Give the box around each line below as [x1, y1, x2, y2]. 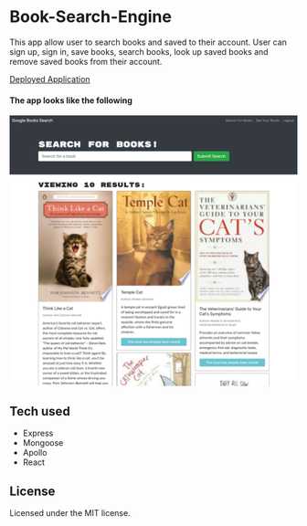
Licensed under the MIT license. [9, 508, 131, 519]
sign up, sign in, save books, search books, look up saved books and [9, 46, 269, 57]
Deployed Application [9, 73, 90, 84]
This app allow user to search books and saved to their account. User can [9, 37, 288, 47]
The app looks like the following [9, 94, 132, 106]
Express [22, 427, 54, 439]
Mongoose [22, 437, 64, 448]
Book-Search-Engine [9, 6, 172, 27]
